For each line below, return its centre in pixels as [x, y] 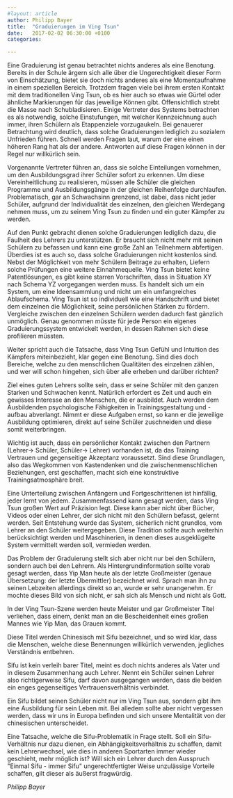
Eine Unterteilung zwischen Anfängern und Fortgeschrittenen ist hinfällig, [112, 494]
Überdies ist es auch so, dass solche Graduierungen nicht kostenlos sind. [112, 255]
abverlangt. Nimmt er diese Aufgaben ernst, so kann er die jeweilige [126, 415]
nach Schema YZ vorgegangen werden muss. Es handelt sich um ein [106, 284]
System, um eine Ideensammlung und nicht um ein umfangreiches [102, 292]
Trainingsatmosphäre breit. [46, 480]
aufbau [17, 415]
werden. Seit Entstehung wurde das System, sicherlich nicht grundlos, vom [115, 523]
